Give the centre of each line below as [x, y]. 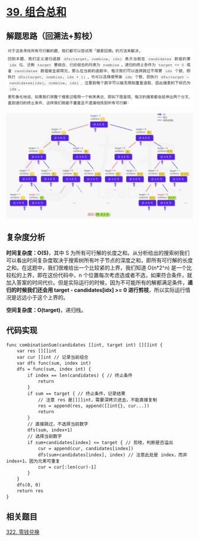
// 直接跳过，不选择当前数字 [58, 424]
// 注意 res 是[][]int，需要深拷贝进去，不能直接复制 [97, 400]
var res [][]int [37, 351]
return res [30, 491]
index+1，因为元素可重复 [33, 461]
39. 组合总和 [36, 12]
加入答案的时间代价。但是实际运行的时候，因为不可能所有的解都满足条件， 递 [99, 282]
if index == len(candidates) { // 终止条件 [80, 376]
